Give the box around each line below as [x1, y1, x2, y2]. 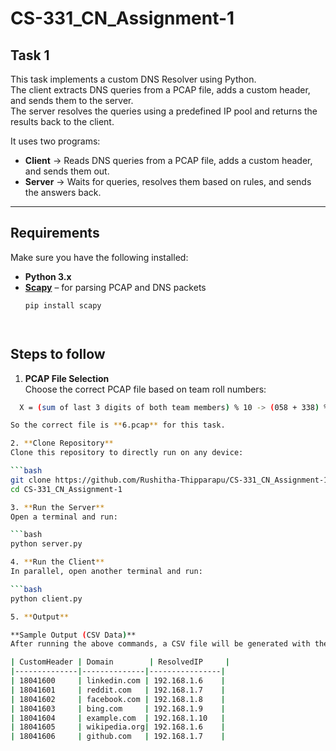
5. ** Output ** [10, 612, 70, 622]
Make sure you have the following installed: [10, 251, 189, 263]
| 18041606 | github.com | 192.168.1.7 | [10, 732, 226, 742]
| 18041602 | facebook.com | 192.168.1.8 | [10, 694, 226, 704]
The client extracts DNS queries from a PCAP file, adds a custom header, [10, 84, 311, 96]
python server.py [10, 539, 83, 549]
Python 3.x [24, 270, 72, 282]
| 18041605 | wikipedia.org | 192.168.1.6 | [10, 722, 226, 732]
